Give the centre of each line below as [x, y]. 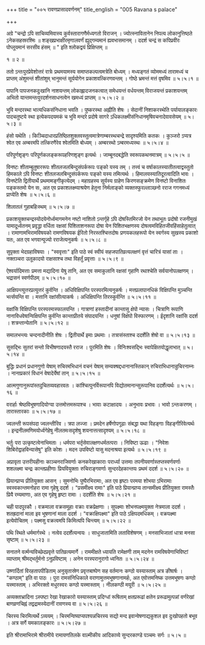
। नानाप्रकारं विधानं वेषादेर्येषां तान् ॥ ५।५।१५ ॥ [53, 373]
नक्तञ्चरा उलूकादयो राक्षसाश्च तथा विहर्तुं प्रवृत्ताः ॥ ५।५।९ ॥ [65, 259]
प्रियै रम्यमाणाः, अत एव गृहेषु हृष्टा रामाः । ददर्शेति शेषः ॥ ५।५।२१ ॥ [71, 494]
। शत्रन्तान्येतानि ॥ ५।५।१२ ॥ [38, 323]
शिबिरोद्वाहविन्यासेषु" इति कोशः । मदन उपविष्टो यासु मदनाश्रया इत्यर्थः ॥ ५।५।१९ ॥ [86, 450]
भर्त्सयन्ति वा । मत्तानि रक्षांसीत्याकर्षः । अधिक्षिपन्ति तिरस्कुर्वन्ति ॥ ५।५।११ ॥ [81, 297]
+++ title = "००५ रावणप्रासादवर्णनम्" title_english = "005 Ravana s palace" [92, 9]
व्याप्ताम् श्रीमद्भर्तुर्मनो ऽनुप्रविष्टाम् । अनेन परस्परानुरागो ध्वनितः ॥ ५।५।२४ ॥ [80, 559]
